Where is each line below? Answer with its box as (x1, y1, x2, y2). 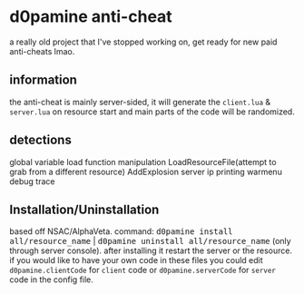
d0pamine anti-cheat (9, 6, 172, 27)
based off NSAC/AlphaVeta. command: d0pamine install (9, 226, 233, 237)
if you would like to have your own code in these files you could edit (9, 255, 263, 266)
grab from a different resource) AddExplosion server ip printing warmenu (9, 166, 283, 177)
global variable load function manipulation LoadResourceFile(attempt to (9, 156, 277, 167)
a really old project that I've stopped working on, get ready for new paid (9, 36, 278, 47)
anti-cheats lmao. (9, 45, 75, 56)
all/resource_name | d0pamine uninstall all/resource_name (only (9, 236, 292, 247)
